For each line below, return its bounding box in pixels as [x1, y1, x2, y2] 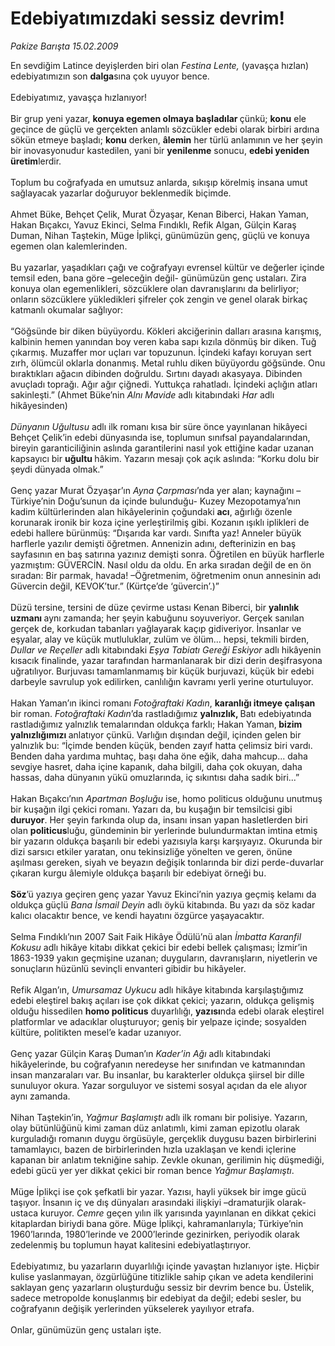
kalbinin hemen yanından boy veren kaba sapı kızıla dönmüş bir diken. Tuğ [10, 335, 317, 347]
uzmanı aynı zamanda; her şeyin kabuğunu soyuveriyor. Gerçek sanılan [10, 612, 305, 624]
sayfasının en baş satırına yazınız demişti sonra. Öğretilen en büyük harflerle [10, 548, 325, 560]
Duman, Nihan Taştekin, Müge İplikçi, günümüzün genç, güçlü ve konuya [10, 229, 310, 241]
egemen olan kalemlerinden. [10, 240, 128, 252]
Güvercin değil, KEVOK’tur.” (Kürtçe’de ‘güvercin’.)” [10, 580, 220, 592]
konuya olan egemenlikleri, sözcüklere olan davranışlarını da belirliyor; [10, 282, 300, 294]
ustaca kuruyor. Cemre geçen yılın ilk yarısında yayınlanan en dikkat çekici [10, 1207, 317, 1219]
